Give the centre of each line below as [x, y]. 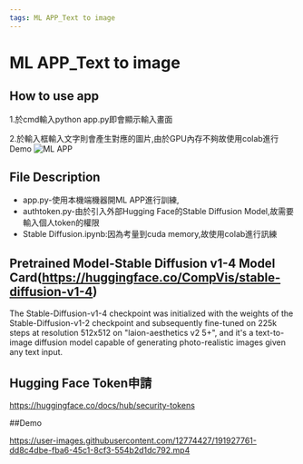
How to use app [54, 96]
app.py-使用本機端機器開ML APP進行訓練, [101, 200]
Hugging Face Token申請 [81, 383]
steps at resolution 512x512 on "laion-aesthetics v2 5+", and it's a [132, 333]
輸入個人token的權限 [61, 222]
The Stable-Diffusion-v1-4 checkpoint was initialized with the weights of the [151, 313]
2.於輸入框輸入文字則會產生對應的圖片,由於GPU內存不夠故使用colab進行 [144, 138]
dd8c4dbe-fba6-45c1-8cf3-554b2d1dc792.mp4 [100, 450]
